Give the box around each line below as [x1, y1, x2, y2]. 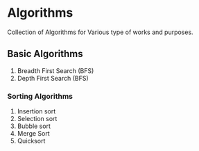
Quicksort [17, 137, 46, 145]
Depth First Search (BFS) [17, 74, 89, 82]
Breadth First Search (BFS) [17, 66, 94, 74]
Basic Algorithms [7, 48, 83, 60]
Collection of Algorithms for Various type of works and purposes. [7, 28, 193, 36]
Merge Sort [17, 129, 50, 138]
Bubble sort [17, 122, 51, 130]
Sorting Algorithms [7, 91, 73, 101]
